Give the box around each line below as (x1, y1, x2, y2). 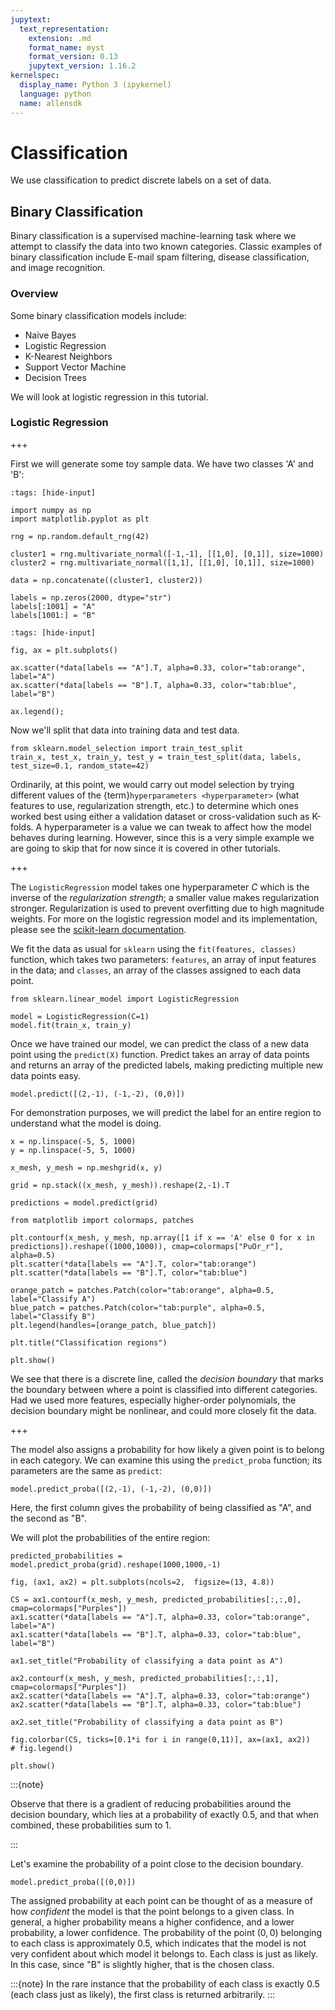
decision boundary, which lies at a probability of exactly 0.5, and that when (10, 1808, 319, 1820)
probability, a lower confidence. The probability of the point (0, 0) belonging (10, 1926, 323, 1938)
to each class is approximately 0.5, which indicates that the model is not (10, 1937, 307, 1949)
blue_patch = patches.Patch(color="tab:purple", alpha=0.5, (10, 1302, 267, 1313)
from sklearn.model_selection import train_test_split (10, 743, 244, 753)
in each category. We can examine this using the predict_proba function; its (10, 1454, 323, 1466)
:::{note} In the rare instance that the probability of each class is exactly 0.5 (10, 1977, 320, 1990)
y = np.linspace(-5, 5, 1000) (10, 1145, 137, 1155)
